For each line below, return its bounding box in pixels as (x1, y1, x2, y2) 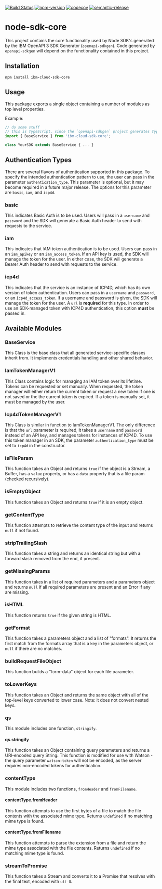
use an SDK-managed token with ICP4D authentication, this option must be (5, 305, 155, 311)
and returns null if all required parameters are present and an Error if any (5, 584, 151, 590)
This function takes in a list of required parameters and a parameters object (5, 579, 155, 584)
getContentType (5, 511, 44, 518)
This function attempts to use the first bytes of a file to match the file (5, 808, 141, 813)
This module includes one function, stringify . (5, 726, 97, 731)
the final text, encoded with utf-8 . (5, 878, 73, 885)
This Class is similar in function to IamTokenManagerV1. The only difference (5, 422, 156, 428)
